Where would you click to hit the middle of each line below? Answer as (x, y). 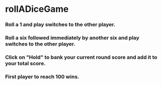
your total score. (26, 63)
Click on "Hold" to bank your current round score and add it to (81, 57)
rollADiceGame (37, 9)
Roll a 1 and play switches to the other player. (60, 25)
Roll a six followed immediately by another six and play (72, 38)
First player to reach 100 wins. (42, 77)
